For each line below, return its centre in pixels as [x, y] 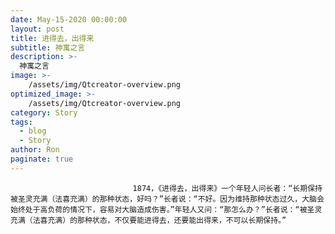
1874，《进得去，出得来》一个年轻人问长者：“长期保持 [227, 188]
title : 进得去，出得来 [52, 38]
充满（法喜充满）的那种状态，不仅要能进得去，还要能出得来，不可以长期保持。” [148, 220]
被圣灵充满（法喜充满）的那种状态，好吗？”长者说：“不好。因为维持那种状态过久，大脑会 [167, 199]
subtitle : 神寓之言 [48, 47]
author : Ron [35, 150]
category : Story [44, 112]
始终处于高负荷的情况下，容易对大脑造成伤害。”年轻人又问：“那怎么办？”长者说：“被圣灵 [166, 209]
